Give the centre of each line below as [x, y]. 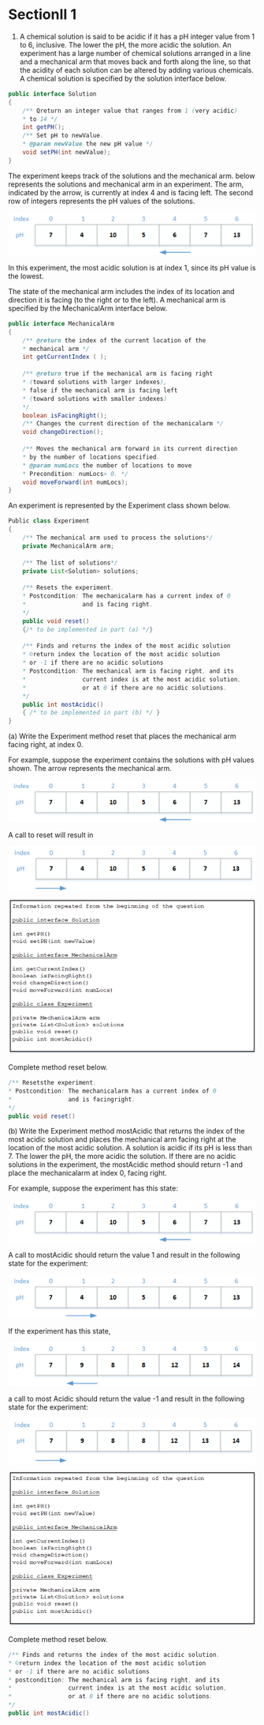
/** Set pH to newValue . [63, 136]
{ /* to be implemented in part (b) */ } [91, 713]
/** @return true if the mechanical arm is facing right [118, 374]
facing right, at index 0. [46, 745]
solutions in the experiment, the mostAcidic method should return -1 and [125, 1164]
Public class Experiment [49, 521]
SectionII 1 [43, 15]
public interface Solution [52, 94]
